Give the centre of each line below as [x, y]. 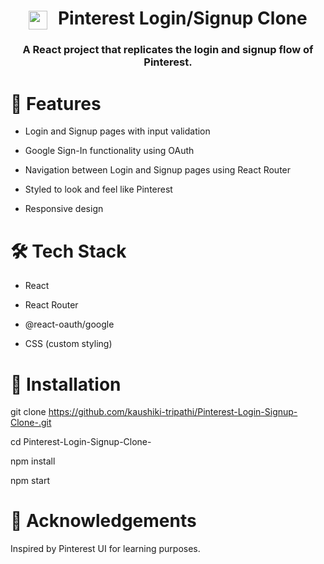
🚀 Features [56, 103]
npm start [30, 481]
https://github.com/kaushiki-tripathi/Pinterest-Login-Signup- [173, 412]
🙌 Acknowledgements [103, 521]
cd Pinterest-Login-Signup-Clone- [81, 442]
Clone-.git [31, 423]
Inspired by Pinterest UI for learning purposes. [105, 549]
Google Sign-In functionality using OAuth [109, 151]
